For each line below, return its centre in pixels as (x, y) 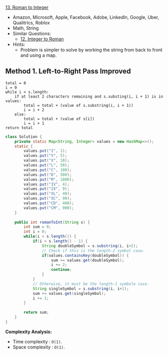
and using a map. (39, 55)
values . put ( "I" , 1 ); (45, 151)
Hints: (19, 44)
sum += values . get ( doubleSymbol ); (88, 260)
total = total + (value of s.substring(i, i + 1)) (79, 105)
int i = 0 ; (35, 232)
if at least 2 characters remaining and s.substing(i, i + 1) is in (89, 97)
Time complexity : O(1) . (37, 341)
